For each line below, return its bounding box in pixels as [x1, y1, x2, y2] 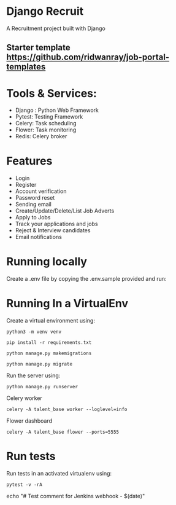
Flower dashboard [6, 417, 53, 425]
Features [6, 154, 53, 168]
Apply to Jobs [15, 214, 51, 221]
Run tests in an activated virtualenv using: [6, 470, 112, 477]
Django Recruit [6, 4, 84, 18]
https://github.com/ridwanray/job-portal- [6, 52, 170, 63]
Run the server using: [6, 372, 61, 379]
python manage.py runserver [6, 384, 78, 390]
